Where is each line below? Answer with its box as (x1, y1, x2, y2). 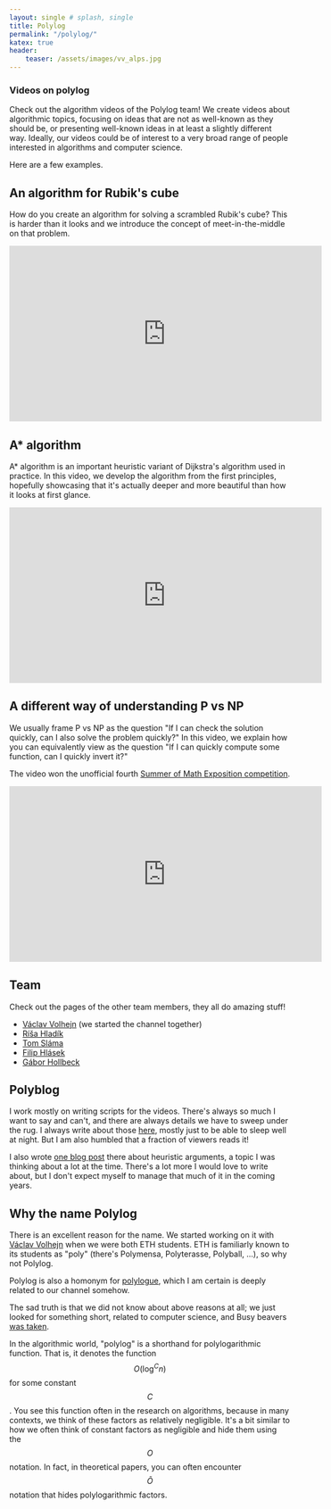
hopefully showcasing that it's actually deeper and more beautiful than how (9, 479, 286, 491)
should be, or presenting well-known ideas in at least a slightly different (9, 123, 272, 134)
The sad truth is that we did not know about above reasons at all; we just (9, 1302, 277, 1313)
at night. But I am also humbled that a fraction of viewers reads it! (9, 1134, 250, 1145)
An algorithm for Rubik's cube (9, 185, 180, 201)
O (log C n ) (133, 1362, 167, 1374)
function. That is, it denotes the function (9, 1348, 157, 1359)
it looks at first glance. (9, 489, 91, 500)
